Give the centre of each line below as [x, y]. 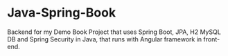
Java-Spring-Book [62, 13]
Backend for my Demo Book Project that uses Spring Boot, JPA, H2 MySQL [114, 32]
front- [212, 39]
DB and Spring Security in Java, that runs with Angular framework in [105, 39]
